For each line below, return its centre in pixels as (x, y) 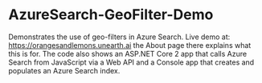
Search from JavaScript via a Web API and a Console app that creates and (131, 62)
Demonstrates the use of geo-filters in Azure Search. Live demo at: (119, 37)
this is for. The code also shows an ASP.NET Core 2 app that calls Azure (128, 53)
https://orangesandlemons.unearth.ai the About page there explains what (130, 45)
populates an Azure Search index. (64, 70)
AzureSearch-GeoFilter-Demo (111, 15)
